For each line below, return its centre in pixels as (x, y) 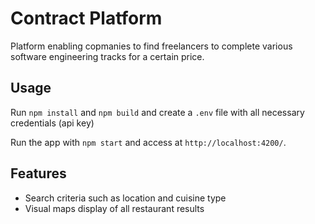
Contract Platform (86, 18)
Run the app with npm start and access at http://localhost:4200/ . (148, 142)
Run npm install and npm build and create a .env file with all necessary (157, 112)
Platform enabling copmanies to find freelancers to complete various (151, 46)
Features (38, 173)
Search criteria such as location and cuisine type (125, 198)
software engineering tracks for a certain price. (107, 56)
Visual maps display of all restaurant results (114, 208)
